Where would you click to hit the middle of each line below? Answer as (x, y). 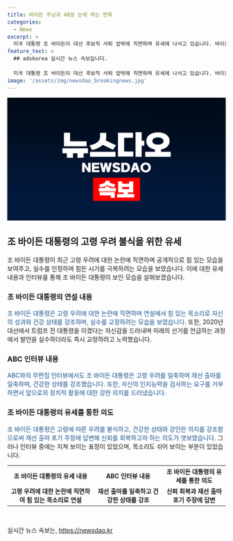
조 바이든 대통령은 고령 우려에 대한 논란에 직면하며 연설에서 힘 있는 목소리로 (109, 313)
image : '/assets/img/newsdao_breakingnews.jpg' (77, 81)
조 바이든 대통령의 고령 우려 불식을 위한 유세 (94, 242)
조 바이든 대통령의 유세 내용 (51, 476)
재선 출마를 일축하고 (124, 491)
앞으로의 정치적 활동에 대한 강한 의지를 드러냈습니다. (96, 393)
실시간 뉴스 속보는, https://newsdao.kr (60, 530)
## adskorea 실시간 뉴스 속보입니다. (61, 59)
